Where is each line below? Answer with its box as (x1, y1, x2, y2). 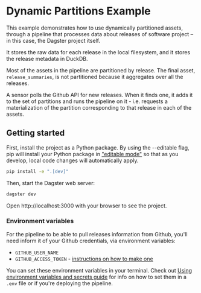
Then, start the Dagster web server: (6, 179, 95, 186)
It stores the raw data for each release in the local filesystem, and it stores (6, 48, 191, 55)
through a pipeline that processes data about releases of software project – (6, 30, 194, 37)
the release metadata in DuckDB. (6, 55, 88, 62)
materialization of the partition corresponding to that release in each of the (6, 104, 192, 111)
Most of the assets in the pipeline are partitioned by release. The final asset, (6, 66, 195, 74)
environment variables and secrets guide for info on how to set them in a (6, 273, 187, 280)
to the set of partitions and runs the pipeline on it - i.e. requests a (6, 98, 168, 105)
